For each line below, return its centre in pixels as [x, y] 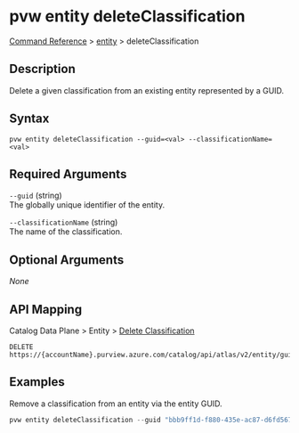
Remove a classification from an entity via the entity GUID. [116, 404]
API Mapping [46, 309]
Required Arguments [68, 174]
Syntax [29, 119]
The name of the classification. [66, 232]
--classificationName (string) [64, 222]
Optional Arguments [67, 260]
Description [42, 69]
